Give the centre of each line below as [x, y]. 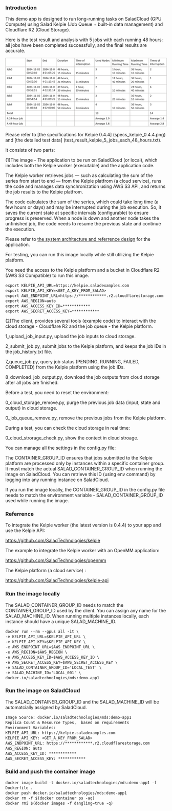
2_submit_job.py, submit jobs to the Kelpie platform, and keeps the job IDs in [86, 346]
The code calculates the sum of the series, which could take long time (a [82, 202]
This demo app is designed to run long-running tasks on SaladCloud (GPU [83, 19]
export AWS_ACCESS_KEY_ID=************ [48, 306]
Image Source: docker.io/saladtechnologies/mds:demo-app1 [68, 717]
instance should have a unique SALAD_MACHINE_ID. [61, 621]
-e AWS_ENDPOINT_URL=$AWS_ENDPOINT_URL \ [50, 647]
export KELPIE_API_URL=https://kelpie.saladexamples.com [67, 285]
